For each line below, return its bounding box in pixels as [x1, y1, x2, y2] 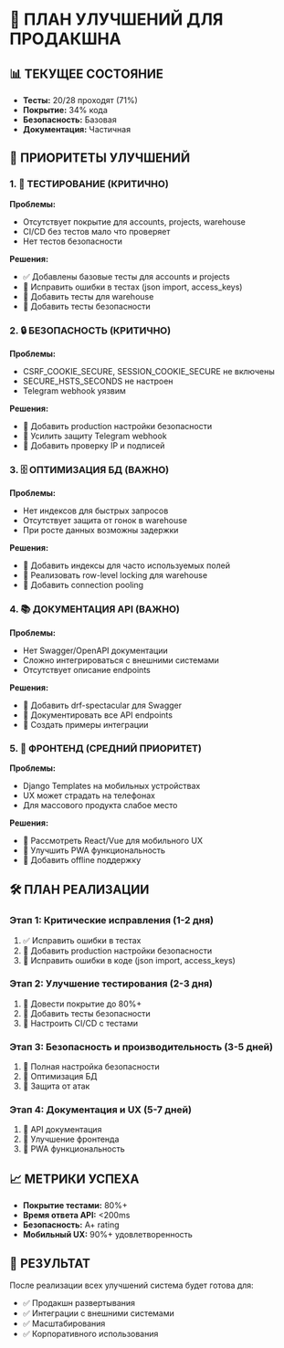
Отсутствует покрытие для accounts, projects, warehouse [22, 216, 247, 227]
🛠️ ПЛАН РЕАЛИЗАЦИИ [9, 882, 150, 898]
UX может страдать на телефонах [22, 790, 155, 801]
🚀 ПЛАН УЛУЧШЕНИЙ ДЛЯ [9, 9, 224, 30]
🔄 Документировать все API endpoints [22, 709, 174, 721]
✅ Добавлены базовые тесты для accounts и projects [22, 270, 230, 282]
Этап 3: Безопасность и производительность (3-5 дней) [9, 1040, 274, 1053]
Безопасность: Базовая [22, 114, 117, 125]
